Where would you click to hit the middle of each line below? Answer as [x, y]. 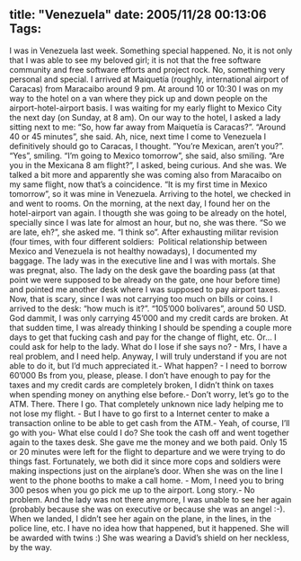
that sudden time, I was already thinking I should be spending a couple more [150, 327]
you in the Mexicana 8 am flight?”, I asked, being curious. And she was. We [148, 165]
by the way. [31, 547]
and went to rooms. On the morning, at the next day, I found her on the [140, 203]
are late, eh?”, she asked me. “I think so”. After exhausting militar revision [144, 232]
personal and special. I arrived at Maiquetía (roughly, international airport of [149, 79]
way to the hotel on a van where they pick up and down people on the [138, 98]
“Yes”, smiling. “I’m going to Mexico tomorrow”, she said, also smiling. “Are [147, 156]
